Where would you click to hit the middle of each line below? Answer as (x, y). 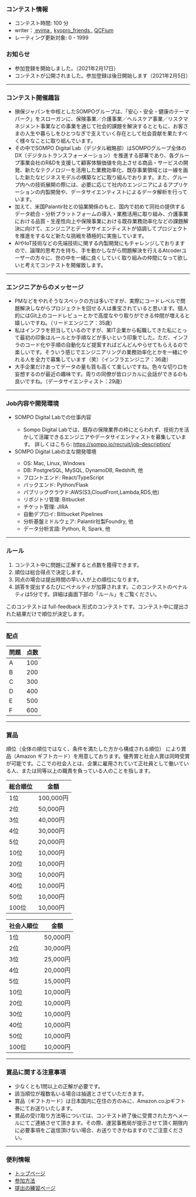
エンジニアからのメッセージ (45, 287)
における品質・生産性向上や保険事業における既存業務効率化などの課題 (99, 221)
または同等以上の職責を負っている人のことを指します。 (87, 771)
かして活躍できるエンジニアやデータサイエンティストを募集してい (102, 437)
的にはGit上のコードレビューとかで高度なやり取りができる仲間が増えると (102, 316)
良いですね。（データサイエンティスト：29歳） (70, 381)
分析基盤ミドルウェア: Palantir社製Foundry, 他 (78, 521)
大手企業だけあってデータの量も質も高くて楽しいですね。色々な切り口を (101, 367)
